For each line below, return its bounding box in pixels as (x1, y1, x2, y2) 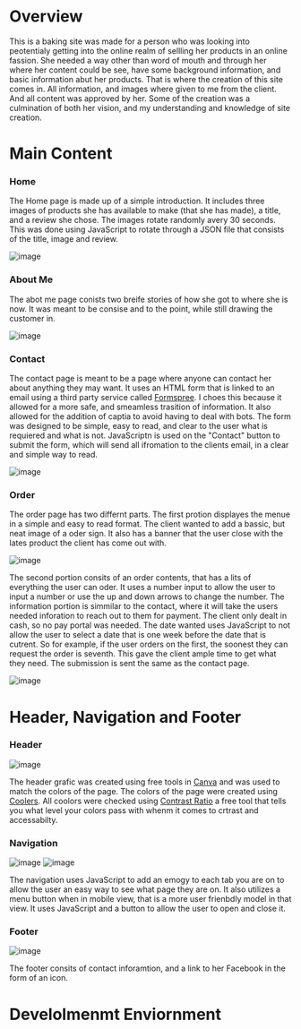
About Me (9, 273, 54, 286)
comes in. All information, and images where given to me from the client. (9, 83, 278, 94)
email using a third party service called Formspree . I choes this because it (9, 392, 282, 403)
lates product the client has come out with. (9, 537, 168, 548)
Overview (9, 6, 83, 27)
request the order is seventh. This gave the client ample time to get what (9, 648, 277, 659)
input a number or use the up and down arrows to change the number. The (9, 591, 285, 602)
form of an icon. (9, 973, 69, 983)
